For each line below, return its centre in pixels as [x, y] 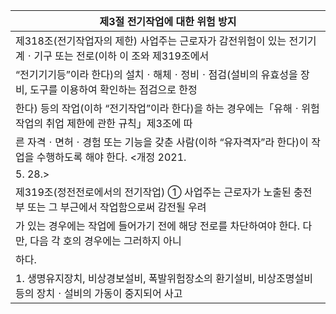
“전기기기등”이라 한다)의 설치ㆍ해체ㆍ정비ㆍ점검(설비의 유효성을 [156, 74]
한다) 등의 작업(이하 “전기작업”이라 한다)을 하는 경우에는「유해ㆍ [158, 108]
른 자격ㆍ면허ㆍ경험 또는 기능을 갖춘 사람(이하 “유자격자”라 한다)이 [162, 142]
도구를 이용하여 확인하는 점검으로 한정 [113, 89]
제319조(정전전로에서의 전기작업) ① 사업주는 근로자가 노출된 [153, 192]
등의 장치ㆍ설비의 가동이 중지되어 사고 [99, 293]
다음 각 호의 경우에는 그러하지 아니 [105, 241]
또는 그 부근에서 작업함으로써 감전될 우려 [117, 207]
